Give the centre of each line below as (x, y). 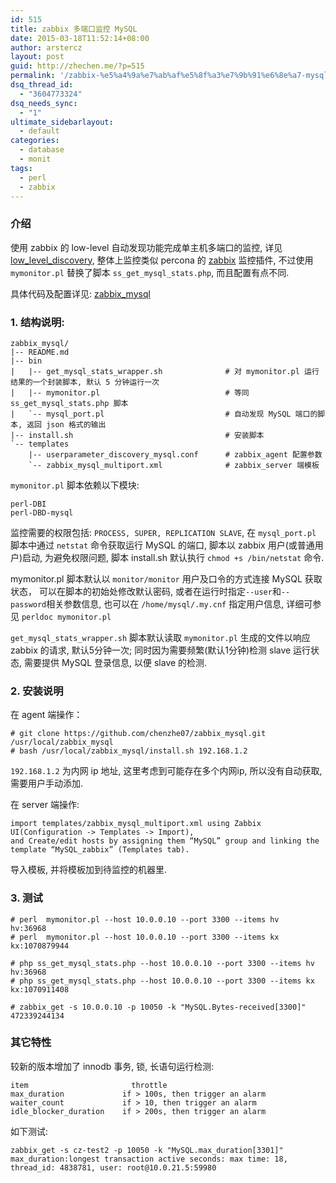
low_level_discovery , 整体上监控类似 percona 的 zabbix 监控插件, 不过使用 (162, 260)
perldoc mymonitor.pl (66, 617)
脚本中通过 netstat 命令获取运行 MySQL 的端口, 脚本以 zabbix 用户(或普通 (162, 545)
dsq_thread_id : (42, 85)
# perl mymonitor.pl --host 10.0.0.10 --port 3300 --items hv (145, 919)
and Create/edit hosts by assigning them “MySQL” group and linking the (165, 841)
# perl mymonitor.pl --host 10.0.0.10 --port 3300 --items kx (145, 937)
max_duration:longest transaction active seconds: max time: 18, (149, 1159)
